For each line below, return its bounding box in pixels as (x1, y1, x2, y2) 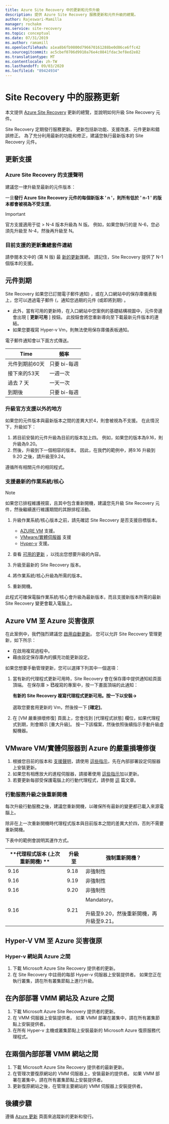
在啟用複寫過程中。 (12, 648, 53, 654)
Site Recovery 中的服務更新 (5, 92, 120, 103)
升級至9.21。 (85, 918, 117, 925)
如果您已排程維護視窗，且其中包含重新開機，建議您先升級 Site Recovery (5, 500, 154, 506)
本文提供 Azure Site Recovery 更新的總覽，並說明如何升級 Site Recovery (5, 109, 155, 115)
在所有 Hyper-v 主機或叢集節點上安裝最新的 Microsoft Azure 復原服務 (12, 1027, 156, 1033)
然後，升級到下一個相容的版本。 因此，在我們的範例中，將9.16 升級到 (12, 447, 156, 453)
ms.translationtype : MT (5, 54, 55, 60)
